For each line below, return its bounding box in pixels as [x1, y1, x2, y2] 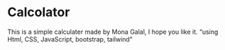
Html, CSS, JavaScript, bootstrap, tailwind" [7, 35, 133, 43]
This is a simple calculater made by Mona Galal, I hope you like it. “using [7, 27, 219, 36]
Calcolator [7, 4, 70, 20]
